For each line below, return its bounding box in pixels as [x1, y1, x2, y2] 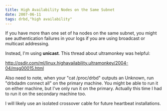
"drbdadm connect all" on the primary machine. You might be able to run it [5, 80, 159, 86]
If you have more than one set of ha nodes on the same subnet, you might [5, 30, 157, 36]
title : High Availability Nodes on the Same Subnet [5, 7, 115, 12]
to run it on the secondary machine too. [5, 91, 86, 97]
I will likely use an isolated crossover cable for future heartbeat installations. [5, 101, 161, 107]
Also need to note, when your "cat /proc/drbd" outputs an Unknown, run [5, 75, 154, 81]
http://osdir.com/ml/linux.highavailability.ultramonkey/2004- [5, 60, 129, 66]
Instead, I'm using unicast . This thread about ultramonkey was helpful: [5, 50, 151, 56]
